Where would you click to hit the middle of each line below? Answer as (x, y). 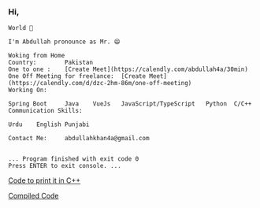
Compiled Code (33, 196)
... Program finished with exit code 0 (74, 159)
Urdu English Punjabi (49, 124)
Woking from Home (37, 56)
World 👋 (21, 28)
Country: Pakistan (50, 63)
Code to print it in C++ (45, 180)
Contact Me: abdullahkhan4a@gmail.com (79, 139)
